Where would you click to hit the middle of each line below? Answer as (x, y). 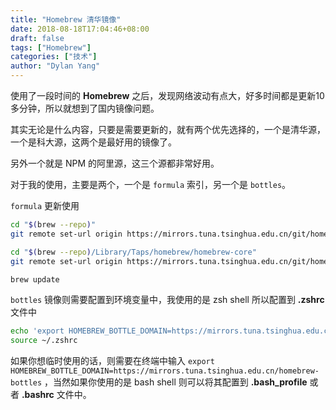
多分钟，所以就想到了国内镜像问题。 (85, 108)
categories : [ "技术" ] (54, 57)
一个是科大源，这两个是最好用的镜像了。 (93, 142)
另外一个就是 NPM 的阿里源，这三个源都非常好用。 (115, 163)
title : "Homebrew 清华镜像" (66, 19)
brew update (35, 279)
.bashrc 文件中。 (56, 395)
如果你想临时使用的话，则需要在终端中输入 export (112, 361)
